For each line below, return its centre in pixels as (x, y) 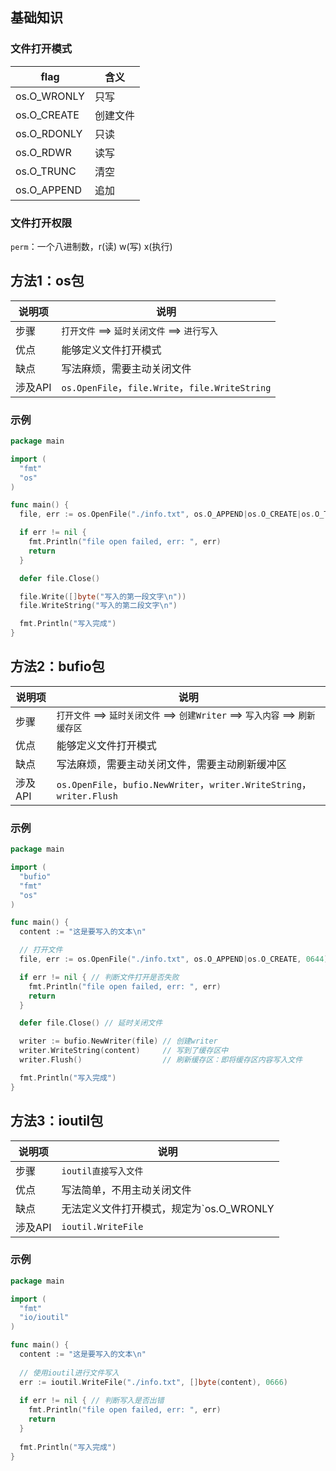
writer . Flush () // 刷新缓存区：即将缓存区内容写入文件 (161, 1060)
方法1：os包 (47, 281)
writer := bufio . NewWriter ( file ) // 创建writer (118, 1041)
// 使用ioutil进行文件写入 (69, 1373)
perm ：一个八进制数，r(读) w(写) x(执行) (91, 246)
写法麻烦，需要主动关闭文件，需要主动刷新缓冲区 (171, 764)
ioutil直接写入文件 (102, 1171)
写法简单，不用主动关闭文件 (126, 1190)
